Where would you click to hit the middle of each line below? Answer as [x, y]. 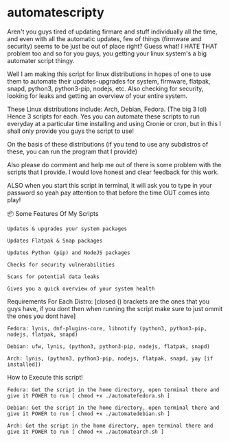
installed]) [24, 365]
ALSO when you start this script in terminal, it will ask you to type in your [110, 185]
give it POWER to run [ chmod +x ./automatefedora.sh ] [89, 395]
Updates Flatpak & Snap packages [55, 241]
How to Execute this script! [45, 377]
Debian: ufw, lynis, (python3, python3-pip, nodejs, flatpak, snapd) [109, 346]
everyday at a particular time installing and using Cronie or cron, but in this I [114, 123]
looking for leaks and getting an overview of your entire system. [97, 96]
